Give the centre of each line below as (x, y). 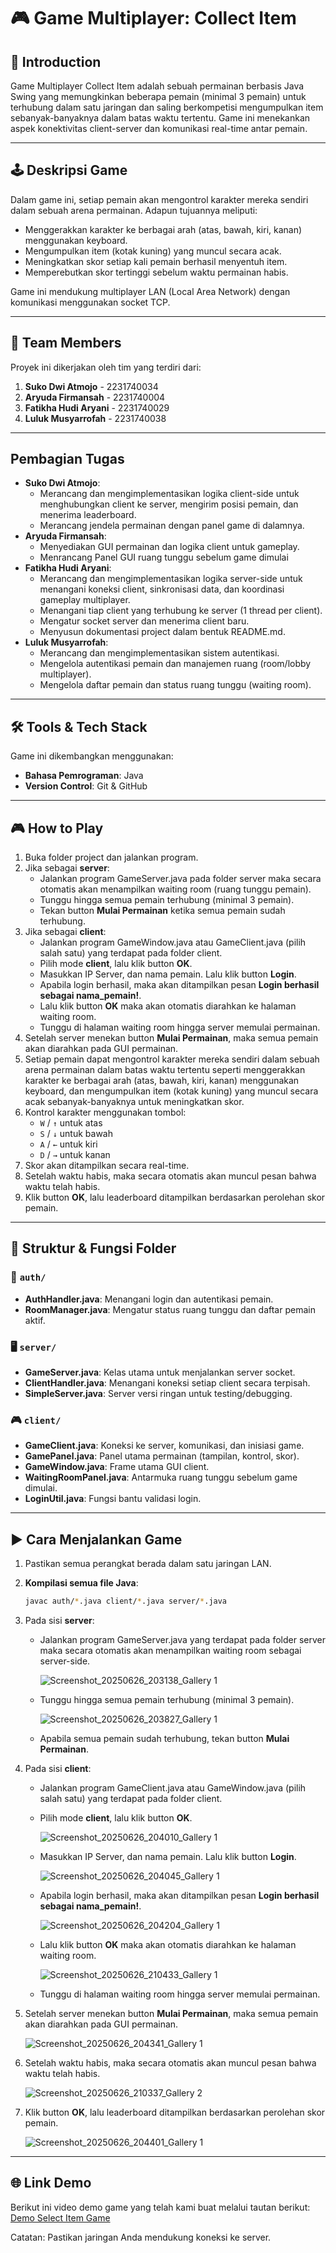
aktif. (35, 1320)
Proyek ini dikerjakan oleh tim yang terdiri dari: (106, 367)
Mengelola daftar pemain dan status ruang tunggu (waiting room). (175, 685)
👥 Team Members (66, 343)
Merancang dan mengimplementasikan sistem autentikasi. (159, 653)
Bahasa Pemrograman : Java (84, 776)
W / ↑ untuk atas (71, 1123)
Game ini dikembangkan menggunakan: (92, 756)
